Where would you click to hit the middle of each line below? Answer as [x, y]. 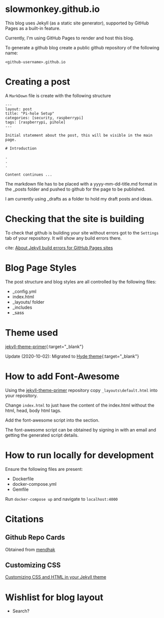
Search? [21, 611]
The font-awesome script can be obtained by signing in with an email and [81, 429]
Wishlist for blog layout [54, 597]
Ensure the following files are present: [44, 469]
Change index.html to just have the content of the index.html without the [80, 405]
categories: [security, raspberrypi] [44, 118]
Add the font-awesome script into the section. [52, 420]
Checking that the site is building [75, 219]
